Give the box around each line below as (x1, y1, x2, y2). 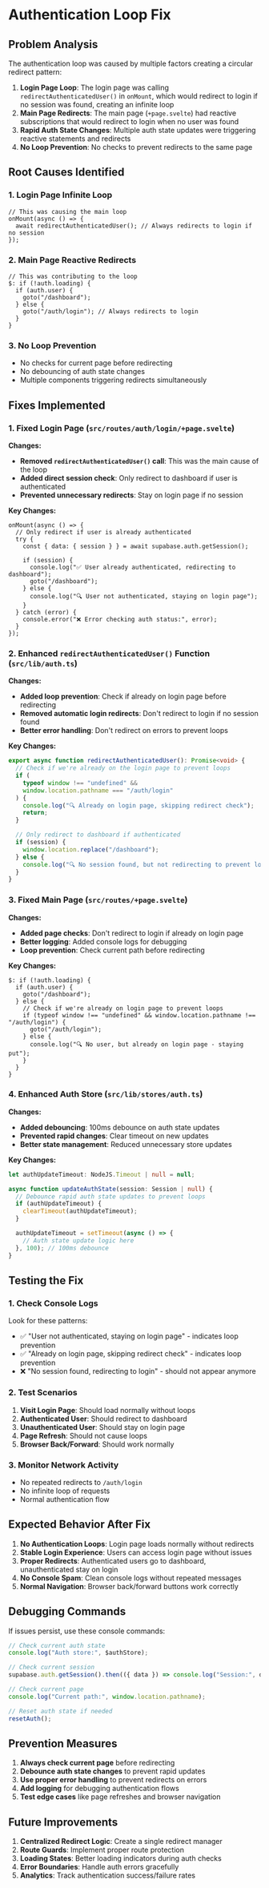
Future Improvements (8, 1815, 118, 1829)
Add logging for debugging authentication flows (19, 1784, 180, 1793)
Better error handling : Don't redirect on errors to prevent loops (19, 726, 228, 735)
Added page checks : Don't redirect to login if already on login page (19, 928, 244, 938)
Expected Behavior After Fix (8, 1518, 151, 1532)
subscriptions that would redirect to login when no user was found (19, 117, 239, 126)
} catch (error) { (15, 608, 78, 616)
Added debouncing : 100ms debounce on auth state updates (19, 1122, 220, 1132)
